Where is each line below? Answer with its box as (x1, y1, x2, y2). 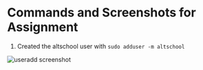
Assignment (7, 19, 78, 35)
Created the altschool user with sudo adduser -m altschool (17, 42, 185, 50)
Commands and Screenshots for (7, 5, 196, 21)
